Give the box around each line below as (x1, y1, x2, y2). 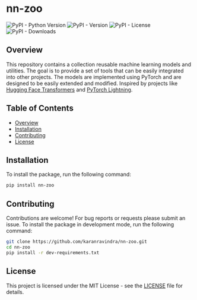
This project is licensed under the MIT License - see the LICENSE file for (6, 282, 183, 289)
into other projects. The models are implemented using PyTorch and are (6, 73, 182, 80)
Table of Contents (6, 103, 74, 113)
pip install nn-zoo (6, 182, 55, 188)
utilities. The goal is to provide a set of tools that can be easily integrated (6, 67, 184, 74)
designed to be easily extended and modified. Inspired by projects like (6, 80, 178, 87)
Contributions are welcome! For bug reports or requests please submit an (6, 214, 186, 222)
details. (6, 288, 24, 295)
